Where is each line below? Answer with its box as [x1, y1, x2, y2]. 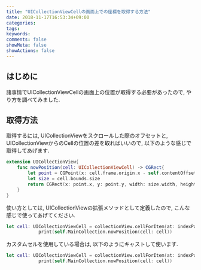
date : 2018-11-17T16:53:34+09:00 [6, 14, 90, 20]
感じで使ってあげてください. [6, 211, 76, 219]
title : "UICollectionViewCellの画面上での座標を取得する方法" [6, 8, 151, 15]
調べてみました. [22, 96, 60, 103]
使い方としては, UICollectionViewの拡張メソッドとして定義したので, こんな [6, 204, 190, 211]
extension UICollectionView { [6, 159, 79, 165]
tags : [6, 25, 20, 32]
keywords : [6, 31, 31, 37]
